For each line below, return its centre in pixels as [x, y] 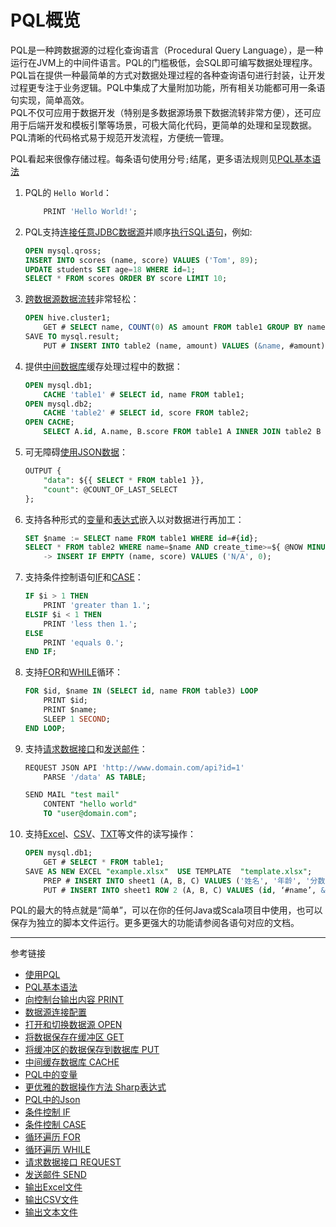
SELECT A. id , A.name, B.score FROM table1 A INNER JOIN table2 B [182, 432]
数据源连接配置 [55, 1012]
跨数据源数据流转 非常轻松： [82, 299]
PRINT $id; [66, 701]
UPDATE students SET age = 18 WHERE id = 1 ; [110, 269]
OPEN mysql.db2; [58, 404]
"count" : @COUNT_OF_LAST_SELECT [110, 489]
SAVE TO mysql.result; [72, 337]
